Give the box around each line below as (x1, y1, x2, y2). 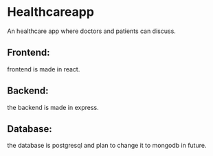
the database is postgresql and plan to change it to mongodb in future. (7, 142, 207, 150)
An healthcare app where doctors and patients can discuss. (7, 27, 177, 35)
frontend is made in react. (7, 65, 80, 73)
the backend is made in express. (7, 103, 100, 111)
